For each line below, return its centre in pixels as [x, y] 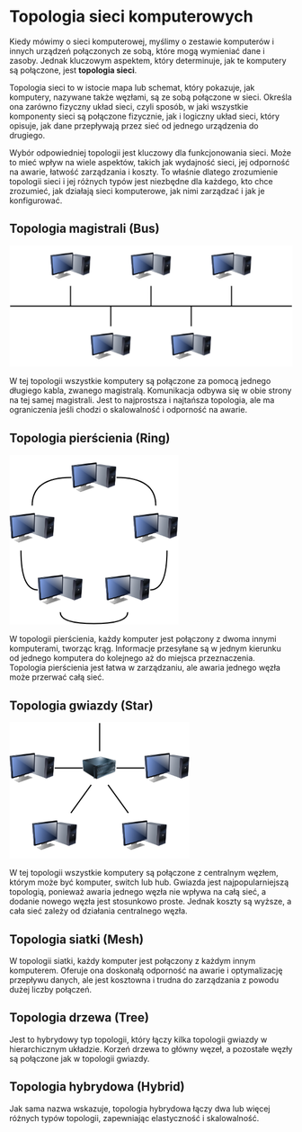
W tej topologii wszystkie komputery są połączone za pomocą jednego [140, 381]
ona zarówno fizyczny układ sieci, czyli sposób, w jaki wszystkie [129, 106]
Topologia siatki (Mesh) [77, 939]
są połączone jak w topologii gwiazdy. [80, 1058]
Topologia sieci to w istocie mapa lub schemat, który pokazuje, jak [132, 87]
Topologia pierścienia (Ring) [90, 438]
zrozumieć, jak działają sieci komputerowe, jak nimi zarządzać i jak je [137, 191]
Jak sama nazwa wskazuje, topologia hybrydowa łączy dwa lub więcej [140, 1109]
